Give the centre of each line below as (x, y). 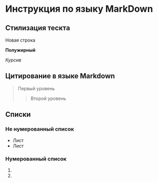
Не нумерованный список (40, 129)
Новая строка (20, 40)
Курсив (13, 60)
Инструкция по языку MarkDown (79, 9)
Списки (18, 115)
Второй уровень (48, 98)
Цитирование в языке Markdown (60, 76)
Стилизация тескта (38, 28)
